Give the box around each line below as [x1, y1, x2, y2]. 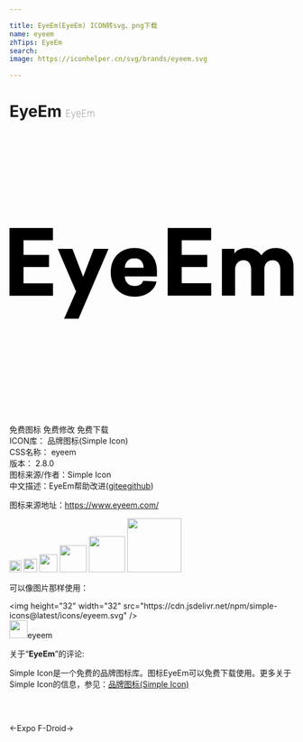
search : [9, 46, 39, 55]
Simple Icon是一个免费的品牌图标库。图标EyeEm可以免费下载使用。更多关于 [9, 668, 291, 679]
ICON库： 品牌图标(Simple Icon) [9, 435, 129, 446]
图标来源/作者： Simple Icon [9, 470, 112, 481]
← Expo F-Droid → [9, 723, 74, 734]
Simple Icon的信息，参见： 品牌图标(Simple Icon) [9, 679, 189, 690]
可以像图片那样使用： [9, 582, 88, 593]
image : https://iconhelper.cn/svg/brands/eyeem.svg [9, 55, 207, 64]
